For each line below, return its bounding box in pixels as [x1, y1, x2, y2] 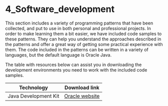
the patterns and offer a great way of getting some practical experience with [5, 41, 163, 47]
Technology [19, 84, 49, 91]
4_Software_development [5, 3, 115, 15]
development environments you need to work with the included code [5, 66, 147, 73]
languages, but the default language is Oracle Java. [5, 51, 112, 58]
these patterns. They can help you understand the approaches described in [5, 36, 161, 42]
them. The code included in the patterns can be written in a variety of [5, 46, 149, 52]
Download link [64, 84, 99, 91]
